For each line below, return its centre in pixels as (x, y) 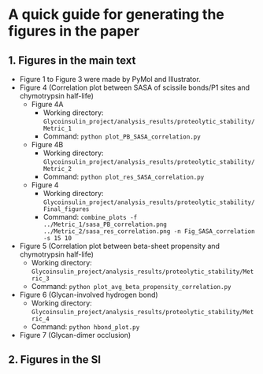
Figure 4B (47, 144)
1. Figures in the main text (72, 60)
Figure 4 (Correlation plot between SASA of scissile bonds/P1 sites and (135, 87)
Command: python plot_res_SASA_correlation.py (124, 176)
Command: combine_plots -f (90, 217)
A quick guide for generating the (116, 15)
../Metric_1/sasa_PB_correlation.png (105, 224)
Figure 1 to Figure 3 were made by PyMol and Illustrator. (110, 79)
